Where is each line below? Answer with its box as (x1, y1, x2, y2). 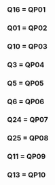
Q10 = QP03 (7, 41, 48, 51)
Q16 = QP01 (7, 5, 46, 14)
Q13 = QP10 (7, 170, 46, 180)
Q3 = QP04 (7, 60, 45, 69)
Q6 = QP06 (7, 97, 45, 106)
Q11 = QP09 (7, 152, 46, 162)
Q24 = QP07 (7, 115, 49, 125)
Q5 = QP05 (7, 78, 44, 88)
